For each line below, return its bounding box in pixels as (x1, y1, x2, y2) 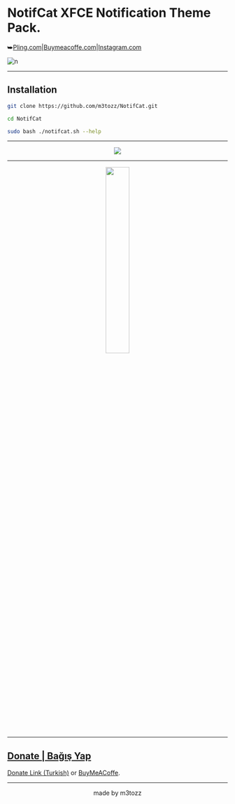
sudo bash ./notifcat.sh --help (7, 128, 101, 135)
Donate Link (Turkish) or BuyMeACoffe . (7, 769, 120, 777)
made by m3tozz (93, 789, 142, 797)
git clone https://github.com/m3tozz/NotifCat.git (7, 102, 158, 109)
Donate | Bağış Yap (7, 750, 92, 762)
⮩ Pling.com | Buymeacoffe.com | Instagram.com (7, 43, 142, 51)
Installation (7, 84, 57, 96)
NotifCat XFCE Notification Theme (7, 5, 211, 21)
